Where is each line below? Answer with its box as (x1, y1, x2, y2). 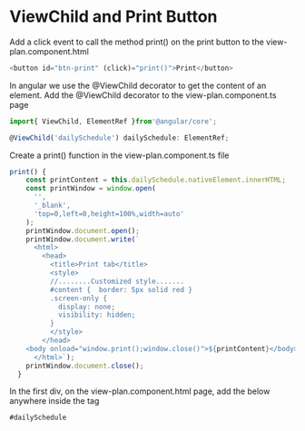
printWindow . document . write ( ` (25, 234, 141, 244)
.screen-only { (49, 293, 107, 303)
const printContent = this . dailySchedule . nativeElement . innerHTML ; (25, 175, 286, 185)
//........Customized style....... (49, 277, 184, 286)
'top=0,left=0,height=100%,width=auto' (33, 209, 184, 219)
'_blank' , (33, 201, 71, 211)
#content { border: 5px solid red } (49, 285, 193, 294)
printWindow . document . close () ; (25, 361, 144, 370)
